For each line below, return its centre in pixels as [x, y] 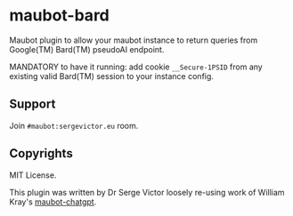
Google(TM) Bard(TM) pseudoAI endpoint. [87, 49]
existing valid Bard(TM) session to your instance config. [111, 76]
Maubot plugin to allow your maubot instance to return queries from [134, 40]
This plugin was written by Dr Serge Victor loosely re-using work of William [147, 192]
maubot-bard [59, 16]
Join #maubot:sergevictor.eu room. [74, 125]
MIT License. [33, 175]
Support [33, 104]
